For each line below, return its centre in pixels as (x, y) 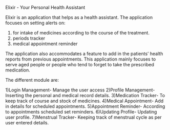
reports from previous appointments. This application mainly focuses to (81, 59)
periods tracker (29, 38)
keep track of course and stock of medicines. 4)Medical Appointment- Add (84, 101)
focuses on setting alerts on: (35, 23)
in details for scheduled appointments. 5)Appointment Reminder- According (85, 106)
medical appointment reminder (45, 44)
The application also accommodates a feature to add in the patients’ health (84, 54)
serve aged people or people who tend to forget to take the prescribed (80, 64)
